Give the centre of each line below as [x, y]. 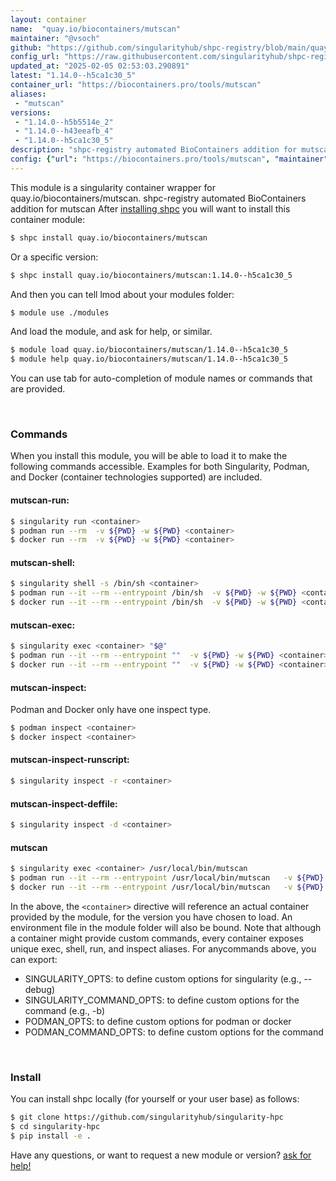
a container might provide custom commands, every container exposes [157, 938]
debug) [40, 989]
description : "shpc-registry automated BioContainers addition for [154, 150]
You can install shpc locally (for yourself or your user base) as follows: [155, 1099]
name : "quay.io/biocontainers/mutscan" [96, 29]
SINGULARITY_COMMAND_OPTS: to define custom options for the [162, 1000]
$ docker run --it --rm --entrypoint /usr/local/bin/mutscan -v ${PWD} [167, 887]
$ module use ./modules [60, 312]
